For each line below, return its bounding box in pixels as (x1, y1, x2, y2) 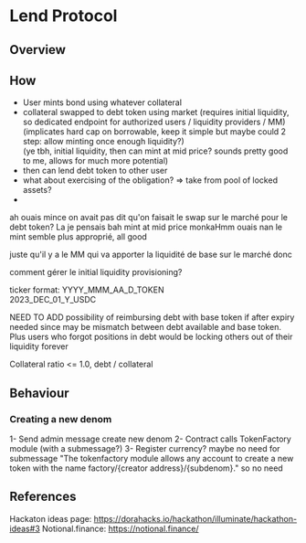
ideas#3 (9, 523, 41, 534)
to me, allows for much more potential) (22, 155, 169, 166)
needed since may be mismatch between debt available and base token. (9, 322, 281, 333)
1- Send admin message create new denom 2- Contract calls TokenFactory (9, 433, 292, 444)
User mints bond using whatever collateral (22, 97, 183, 108)
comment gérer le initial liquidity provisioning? (9, 267, 183, 278)
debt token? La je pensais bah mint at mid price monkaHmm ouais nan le (9, 221, 283, 233)
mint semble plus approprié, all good (9, 231, 148, 242)
